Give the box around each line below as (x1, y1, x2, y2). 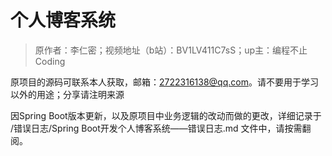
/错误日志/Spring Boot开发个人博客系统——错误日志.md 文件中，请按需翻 (10, 122, 312, 134)
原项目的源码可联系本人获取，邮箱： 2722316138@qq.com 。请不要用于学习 (10, 76, 319, 88)
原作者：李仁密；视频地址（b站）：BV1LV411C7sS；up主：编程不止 (34, 44, 308, 56)
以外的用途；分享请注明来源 (10, 88, 125, 100)
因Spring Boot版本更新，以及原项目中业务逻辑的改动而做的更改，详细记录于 (10, 109, 322, 121)
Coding (34, 55, 66, 67)
